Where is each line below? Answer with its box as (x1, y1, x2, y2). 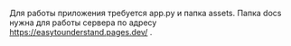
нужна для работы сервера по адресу (9, 17, 157, 28)
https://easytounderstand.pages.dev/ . (9, 27, 153, 37)
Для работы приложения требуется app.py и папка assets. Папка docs (9, 8, 282, 18)
